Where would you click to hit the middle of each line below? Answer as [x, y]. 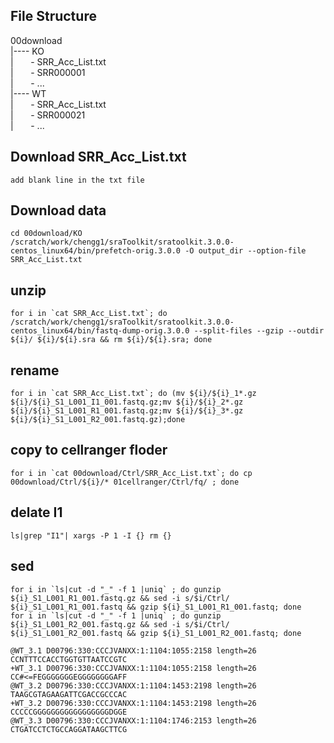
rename [35, 370]
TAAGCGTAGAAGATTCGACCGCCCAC [69, 694]
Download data [58, 210]
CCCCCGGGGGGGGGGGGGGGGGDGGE [69, 712]
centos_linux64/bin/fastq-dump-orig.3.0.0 [100, 331]
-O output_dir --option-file [245, 251]
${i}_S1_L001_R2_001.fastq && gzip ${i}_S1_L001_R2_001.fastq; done [156, 633]
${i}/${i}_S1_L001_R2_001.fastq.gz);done [98, 420]
